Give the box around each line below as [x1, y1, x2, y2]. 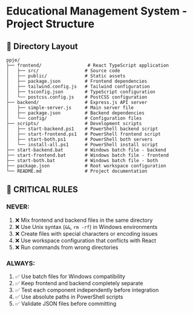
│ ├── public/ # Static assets [6, 73, 126, 79]
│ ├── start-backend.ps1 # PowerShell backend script [6, 126, 159, 132]
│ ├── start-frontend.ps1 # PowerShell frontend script [6, 131, 162, 137]
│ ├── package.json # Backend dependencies [6, 110, 145, 116]
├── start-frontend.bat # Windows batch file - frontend [6, 152, 169, 158]
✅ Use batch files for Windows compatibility [15, 273, 126, 280]
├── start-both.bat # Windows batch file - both [6, 158, 159, 164]
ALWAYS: [6, 259, 35, 267]
